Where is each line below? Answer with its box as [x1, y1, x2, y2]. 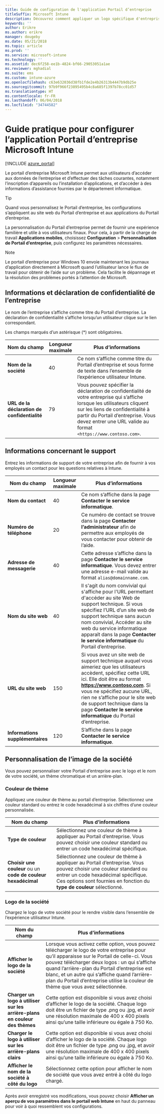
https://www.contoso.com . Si [81, 681, 151, 688]
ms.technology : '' [5, 57, 42, 62]
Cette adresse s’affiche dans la [81, 549, 152, 556]
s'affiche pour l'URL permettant [81, 588, 154, 595]
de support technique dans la [81, 700, 148, 707]
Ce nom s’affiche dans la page [81, 491, 151, 498]
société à [7, 1074, 29, 1081]
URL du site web [7, 685, 46, 692]
